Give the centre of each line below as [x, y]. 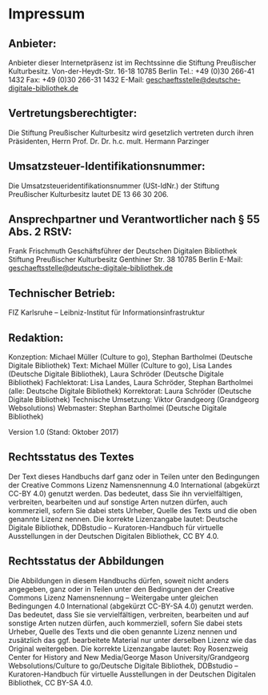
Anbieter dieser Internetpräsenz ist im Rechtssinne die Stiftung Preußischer [132, 62]
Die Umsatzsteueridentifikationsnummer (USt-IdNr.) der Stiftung [114, 186]
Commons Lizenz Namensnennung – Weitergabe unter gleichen [113, 597]
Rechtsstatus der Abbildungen [86, 561]
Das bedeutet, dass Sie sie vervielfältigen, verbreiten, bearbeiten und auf [129, 614]
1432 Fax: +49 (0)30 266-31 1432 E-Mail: [76, 80]
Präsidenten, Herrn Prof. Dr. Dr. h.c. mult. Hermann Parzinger [109, 141]
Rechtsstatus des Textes [71, 457]
